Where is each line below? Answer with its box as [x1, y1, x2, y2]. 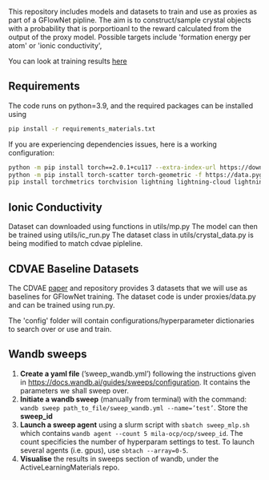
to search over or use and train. [8, 324, 112, 333]
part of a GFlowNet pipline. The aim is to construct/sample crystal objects [8, 15, 252, 25]
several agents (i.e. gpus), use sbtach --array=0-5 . [19, 445, 189, 455]
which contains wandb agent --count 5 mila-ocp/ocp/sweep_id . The [19, 428, 243, 438]
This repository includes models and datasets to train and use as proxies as [8, 7, 258, 16]
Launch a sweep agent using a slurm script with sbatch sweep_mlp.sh [19, 420, 250, 430]
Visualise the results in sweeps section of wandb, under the [19, 454, 219, 463]
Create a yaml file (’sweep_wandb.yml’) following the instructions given [19, 369, 256, 378]
